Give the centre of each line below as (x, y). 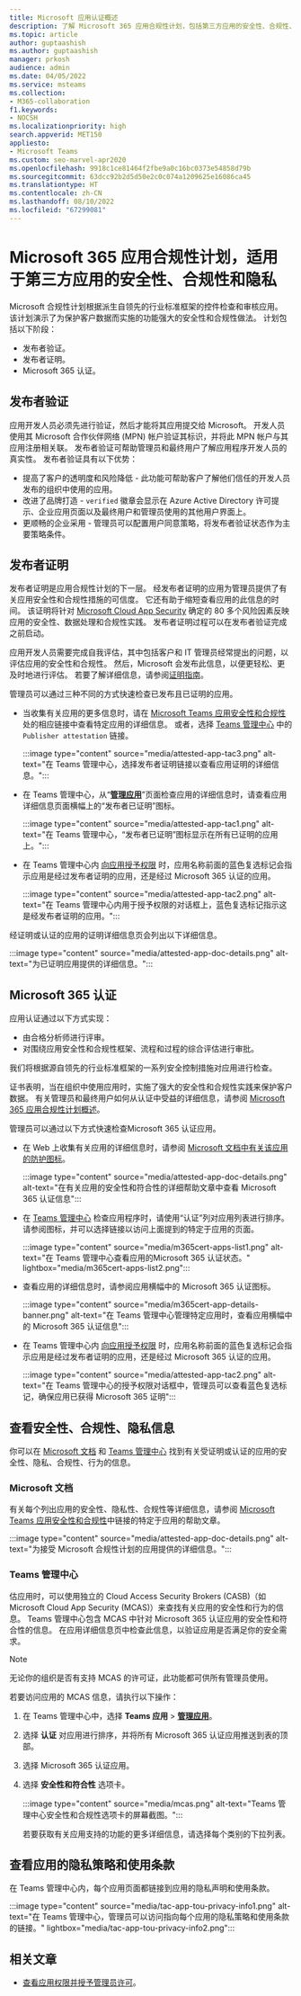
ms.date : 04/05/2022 (48, 76)
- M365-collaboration (50, 101)
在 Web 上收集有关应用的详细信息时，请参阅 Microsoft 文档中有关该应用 (155, 1148)
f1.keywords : (34, 110)
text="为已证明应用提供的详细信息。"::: (81, 964)
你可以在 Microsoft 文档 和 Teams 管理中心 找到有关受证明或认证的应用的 (144, 1451)
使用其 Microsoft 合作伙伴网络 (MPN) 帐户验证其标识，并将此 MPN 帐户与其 (149, 436)
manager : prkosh (40, 59)
